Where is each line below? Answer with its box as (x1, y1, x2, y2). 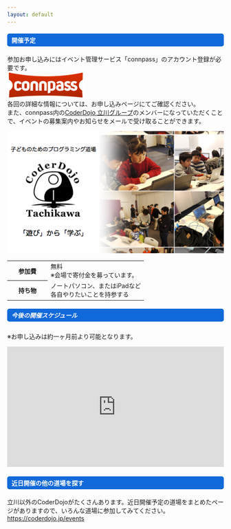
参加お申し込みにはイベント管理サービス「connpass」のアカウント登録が (7, 55, 216, 63)
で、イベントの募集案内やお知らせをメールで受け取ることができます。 (7, 117, 205, 125)
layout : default (7, 11, 54, 18)
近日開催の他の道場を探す (11, 479, 84, 488)
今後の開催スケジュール (11, 312, 78, 320)
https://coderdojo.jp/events (7, 514, 85, 522)
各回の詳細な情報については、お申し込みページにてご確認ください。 (7, 100, 200, 108)
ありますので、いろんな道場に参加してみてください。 (19, 506, 170, 515)
